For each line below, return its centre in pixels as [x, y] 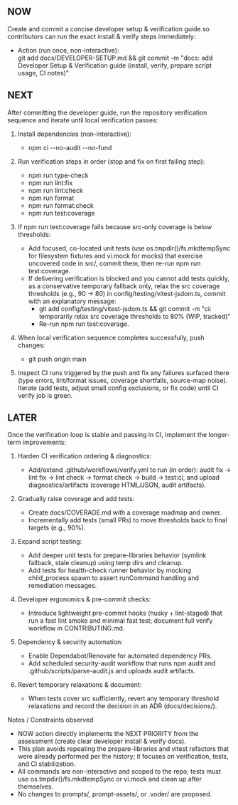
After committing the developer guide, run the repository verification [107, 112]
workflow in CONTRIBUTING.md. [76, 628]
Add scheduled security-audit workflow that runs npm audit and [122, 663]
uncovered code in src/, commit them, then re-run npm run [114, 263]
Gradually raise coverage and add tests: [76, 499]
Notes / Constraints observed [50, 720]
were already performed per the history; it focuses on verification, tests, [123, 757]
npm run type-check [58, 175]
